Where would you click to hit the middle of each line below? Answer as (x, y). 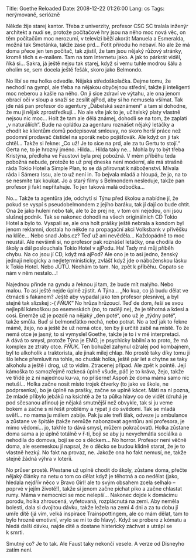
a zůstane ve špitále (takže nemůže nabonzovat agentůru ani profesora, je (95, 421)
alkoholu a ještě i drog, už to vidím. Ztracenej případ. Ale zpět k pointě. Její (96, 365)
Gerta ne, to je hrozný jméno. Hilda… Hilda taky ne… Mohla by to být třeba (95, 149)
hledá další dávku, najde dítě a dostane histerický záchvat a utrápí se (89, 526)
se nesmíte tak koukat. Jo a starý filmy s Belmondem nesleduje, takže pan (95, 181)
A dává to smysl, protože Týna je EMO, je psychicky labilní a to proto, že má (97, 340)
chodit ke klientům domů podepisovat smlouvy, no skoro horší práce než (94, 131)
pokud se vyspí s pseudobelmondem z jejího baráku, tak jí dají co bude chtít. (98, 204)
